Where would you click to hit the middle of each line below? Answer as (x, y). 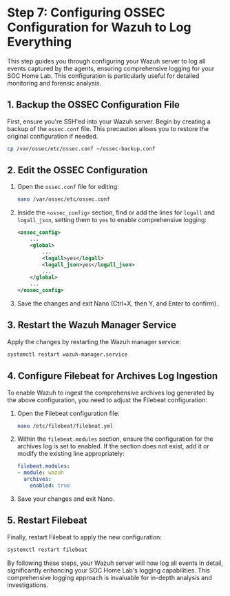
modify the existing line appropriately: (71, 454)
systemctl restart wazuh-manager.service (67, 354)
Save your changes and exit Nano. (66, 499)
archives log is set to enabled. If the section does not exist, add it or (113, 446)
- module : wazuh (40, 473)
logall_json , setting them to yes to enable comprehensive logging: (112, 220)
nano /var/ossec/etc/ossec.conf (63, 199)
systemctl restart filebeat (48, 550)
